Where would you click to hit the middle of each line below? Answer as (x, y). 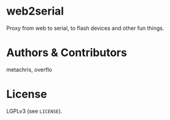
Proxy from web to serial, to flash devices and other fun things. (85, 28)
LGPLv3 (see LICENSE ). (34, 111)
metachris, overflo (29, 69)
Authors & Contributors (67, 53)
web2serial (35, 11)
